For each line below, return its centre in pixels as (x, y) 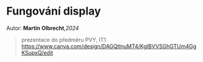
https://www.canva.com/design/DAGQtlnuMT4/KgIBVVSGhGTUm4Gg (109, 46)
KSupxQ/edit (37, 52)
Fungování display (54, 11)
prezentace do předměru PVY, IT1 (64, 40)
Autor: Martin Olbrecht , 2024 (43, 28)
